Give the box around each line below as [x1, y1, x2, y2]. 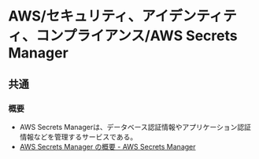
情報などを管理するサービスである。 [19, 131, 138, 142]
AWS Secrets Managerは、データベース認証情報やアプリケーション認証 [19, 122, 252, 131]
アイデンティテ [141, 7, 238, 25]
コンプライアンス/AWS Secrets [35, 27, 238, 45]
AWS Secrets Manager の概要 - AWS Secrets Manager [19, 142, 196, 151]
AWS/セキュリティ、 [8, 7, 142, 25]
